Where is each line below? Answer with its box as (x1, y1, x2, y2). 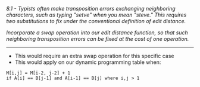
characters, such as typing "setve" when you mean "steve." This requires (6, 11, 187, 18)
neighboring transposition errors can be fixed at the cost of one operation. (6, 36, 189, 42)
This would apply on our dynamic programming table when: (14, 59, 161, 66)
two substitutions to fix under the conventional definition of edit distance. (6, 18, 186, 24)
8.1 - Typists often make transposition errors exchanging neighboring (6, 5, 176, 12)
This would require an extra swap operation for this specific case (14, 53, 174, 59)
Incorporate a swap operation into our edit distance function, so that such (6, 29, 189, 36)
